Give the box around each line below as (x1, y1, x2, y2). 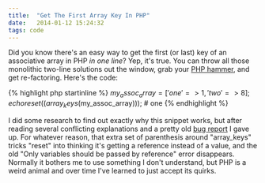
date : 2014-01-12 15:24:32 (8, 19, 104, 27)
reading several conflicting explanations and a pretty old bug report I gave (8, 124, 250, 133)
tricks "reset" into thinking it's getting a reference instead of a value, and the (8, 140, 258, 150)
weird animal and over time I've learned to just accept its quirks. (8, 166, 217, 175)
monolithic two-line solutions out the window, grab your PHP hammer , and (8, 65, 250, 74)
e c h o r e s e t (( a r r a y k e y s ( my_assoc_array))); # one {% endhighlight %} (8, 99, 229, 110)
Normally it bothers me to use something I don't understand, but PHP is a (8, 157, 247, 166)
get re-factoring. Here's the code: (8, 73, 119, 83)
